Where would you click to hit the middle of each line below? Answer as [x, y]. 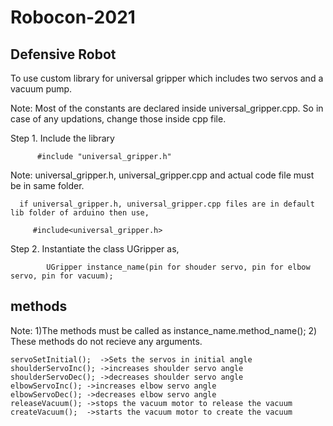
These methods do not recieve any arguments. [106, 341]
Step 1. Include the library [62, 138]
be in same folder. [47, 185]
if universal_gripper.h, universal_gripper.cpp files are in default [167, 204]
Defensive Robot [63, 54]
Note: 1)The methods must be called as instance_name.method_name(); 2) [164, 330]
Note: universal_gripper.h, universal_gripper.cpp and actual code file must [162, 175]
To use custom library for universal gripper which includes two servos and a [167, 78]
